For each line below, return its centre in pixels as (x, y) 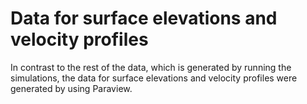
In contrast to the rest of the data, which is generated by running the (151, 67)
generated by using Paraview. (71, 88)
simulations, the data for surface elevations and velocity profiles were (154, 78)
